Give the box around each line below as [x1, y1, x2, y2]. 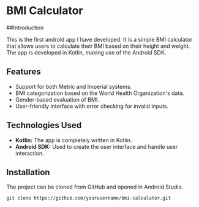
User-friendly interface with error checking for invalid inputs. [15, 102, 169, 110]
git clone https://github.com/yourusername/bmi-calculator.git [6, 195, 171, 201]
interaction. [15, 149, 44, 157]
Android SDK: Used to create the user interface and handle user [15, 143, 178, 150]
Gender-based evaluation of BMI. [15, 96, 99, 103]
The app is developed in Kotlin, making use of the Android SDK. [6, 48, 167, 56]
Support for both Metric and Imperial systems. [15, 83, 132, 90]
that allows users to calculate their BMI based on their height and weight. [6, 42, 190, 50]
